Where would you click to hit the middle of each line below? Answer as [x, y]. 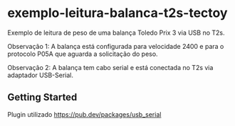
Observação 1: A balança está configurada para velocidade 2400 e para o [116, 46]
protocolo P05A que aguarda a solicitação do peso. [83, 54]
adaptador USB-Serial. [40, 75]
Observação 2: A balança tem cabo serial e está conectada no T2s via [110, 67]
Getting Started [42, 97]
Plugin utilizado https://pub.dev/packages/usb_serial [84, 114]
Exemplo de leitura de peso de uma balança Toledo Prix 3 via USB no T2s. [116, 33]
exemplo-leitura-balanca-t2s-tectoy [117, 13]
